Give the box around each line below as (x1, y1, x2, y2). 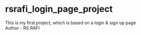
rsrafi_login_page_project (5, 3, 113, 15)
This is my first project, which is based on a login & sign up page (5, 20, 137, 26)
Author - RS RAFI (5, 25, 40, 31)
